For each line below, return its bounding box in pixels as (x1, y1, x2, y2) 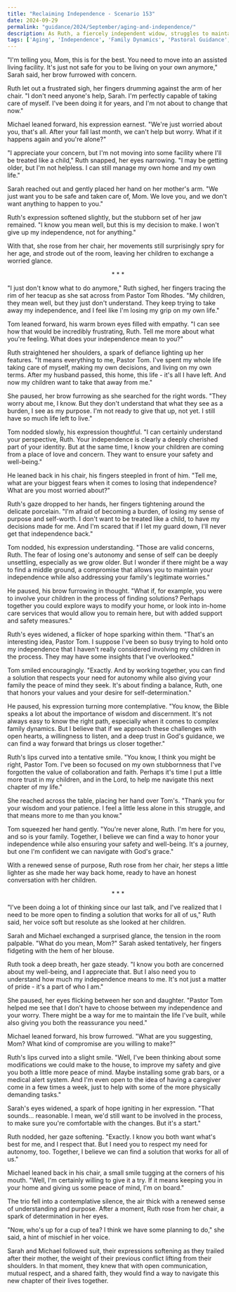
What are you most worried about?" (7, 486, 111, 495)
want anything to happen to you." (7, 199, 104, 208)
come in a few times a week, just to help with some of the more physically (7, 1083, 221, 1092)
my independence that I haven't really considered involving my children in (7, 645, 221, 654)
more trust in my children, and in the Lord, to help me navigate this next (7, 775, 214, 784)
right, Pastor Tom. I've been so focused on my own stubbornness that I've (7, 760, 221, 769)
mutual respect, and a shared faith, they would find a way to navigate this (7, 1269, 220, 1278)
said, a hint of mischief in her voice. (7, 1233, 110, 1241)
